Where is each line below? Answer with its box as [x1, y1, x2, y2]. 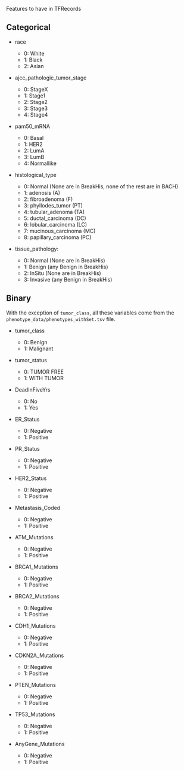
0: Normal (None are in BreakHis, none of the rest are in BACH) [23, 182, 179, 190]
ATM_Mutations [14, 533, 54, 540]
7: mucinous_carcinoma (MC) [23, 227, 96, 234]
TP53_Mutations [14, 711, 55, 718]
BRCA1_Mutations [14, 563, 58, 570]
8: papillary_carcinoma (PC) [23, 233, 92, 241]
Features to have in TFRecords [6, 5, 82, 12]
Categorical [6, 22, 51, 32]
